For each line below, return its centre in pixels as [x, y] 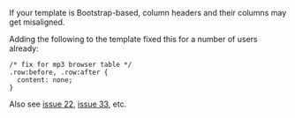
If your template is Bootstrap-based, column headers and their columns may [148, 13]
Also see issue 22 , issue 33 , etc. [68, 104]
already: [24, 48]
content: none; [45, 80]
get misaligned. [37, 22]
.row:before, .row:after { [59, 72]
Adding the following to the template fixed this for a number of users [133, 39]
